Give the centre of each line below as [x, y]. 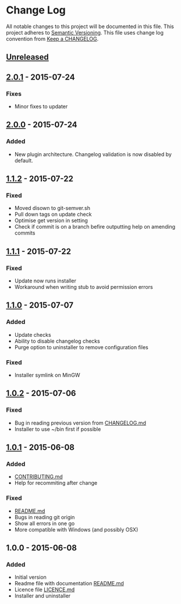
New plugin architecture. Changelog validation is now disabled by [93, 154]
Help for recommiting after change [56, 483]
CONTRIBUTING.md [38, 477]
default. [24, 160]
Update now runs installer [45, 281]
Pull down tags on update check [53, 215]
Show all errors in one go [45, 523]
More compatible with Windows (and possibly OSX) [76, 529]
